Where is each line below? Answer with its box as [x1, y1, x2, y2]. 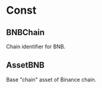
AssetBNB [6, 60, 45, 70]
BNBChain [6, 27, 45, 37]
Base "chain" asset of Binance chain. [6, 76, 97, 83]
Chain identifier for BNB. [6, 43, 66, 50]
